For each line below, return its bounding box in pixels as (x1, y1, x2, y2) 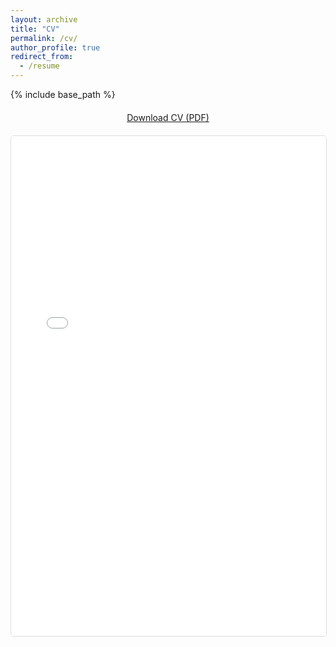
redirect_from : (10, 52, 74, 62)
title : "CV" (10, 24, 60, 34)
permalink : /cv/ (10, 33, 78, 43)
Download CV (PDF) (126, 112, 210, 123)
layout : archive (10, 14, 78, 25)
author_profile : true (10, 42, 101, 53)
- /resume (19, 61, 60, 71)
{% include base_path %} (10, 89, 116, 100)
